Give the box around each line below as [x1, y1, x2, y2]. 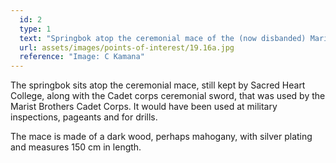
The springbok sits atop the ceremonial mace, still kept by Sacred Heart [10, 79, 306, 91]
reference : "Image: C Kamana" [19, 52, 145, 62]
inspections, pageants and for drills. [10, 111, 158, 123]
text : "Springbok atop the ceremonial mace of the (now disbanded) [19, 33, 307, 43]
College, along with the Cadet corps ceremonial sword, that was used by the [10, 90, 326, 102]
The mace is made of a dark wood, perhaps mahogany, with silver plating [10, 131, 313, 143]
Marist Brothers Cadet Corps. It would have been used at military [10, 101, 278, 113]
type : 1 [19, 24, 52, 34]
